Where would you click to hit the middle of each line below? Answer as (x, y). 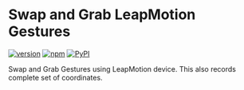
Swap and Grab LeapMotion (102, 15)
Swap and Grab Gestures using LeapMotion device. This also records (122, 68)
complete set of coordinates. (55, 77)
